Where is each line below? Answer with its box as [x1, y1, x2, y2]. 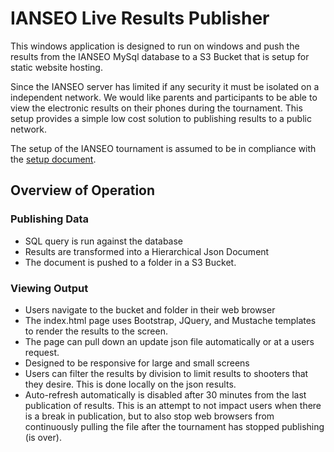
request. [24, 346, 60, 358]
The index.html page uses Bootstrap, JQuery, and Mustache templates [24, 314, 317, 326]
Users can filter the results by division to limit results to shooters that [24, 367, 309, 379]
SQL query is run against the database [24, 235, 184, 247]
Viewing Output [10, 281, 89, 295]
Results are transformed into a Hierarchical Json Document [24, 245, 270, 257]
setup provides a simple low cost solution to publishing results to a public [10, 112, 312, 124]
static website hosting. [10, 61, 103, 73]
